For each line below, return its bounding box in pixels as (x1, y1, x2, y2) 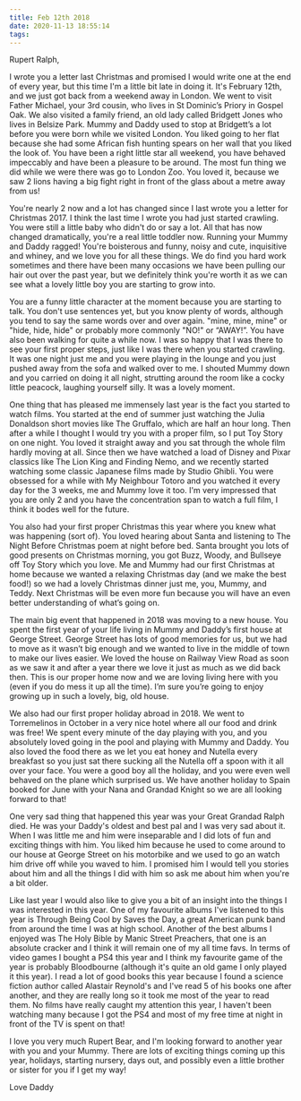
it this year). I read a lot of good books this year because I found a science (9, 971, 284, 982)
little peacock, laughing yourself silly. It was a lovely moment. (9, 382, 236, 393)
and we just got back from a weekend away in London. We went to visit (9, 90, 272, 101)
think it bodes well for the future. (9, 504, 130, 515)
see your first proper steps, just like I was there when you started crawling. (9, 344, 286, 354)
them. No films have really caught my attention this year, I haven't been (9, 1000, 271, 1011)
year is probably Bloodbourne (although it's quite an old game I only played (9, 961, 288, 972)
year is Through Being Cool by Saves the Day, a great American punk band (9, 914, 286, 925)
